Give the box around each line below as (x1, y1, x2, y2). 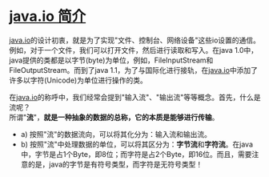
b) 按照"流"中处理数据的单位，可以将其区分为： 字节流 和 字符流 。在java (20, 139, 254, 149)
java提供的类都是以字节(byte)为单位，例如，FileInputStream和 (9, 55, 214, 65)
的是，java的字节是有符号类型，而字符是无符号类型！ (27, 159, 203, 169)
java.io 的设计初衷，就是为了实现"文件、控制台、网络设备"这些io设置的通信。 (9, 35, 261, 45)
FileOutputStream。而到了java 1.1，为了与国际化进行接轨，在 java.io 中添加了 (9, 65, 259, 74)
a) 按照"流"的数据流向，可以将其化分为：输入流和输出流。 (20, 129, 211, 139)
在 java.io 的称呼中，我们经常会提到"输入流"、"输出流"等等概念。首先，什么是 (9, 92, 261, 102)
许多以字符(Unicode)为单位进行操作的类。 (9, 75, 147, 85)
